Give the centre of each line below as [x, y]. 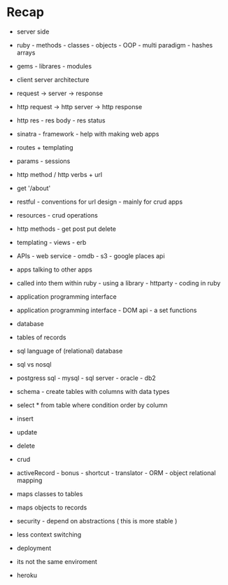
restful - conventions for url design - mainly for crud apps [100, 202]
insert [25, 418]
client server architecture [53, 79]
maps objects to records [52, 507]
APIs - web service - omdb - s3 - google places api [91, 255]
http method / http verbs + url [59, 174]
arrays [26, 52]
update [27, 432]
